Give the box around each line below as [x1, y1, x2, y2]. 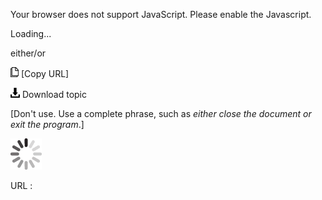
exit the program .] [10, 119, 85, 130]
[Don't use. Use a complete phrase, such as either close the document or [10, 108, 312, 119]
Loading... [10, 28, 52, 39]
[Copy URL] [20, 68, 70, 79]
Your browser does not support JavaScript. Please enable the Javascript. [10, 9, 312, 20]
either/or [10, 47, 47, 59]
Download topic [21, 89, 88, 100]
